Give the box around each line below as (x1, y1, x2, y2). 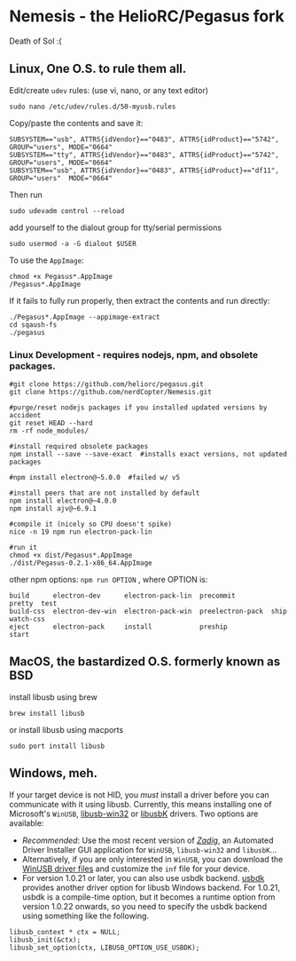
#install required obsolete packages (9, 442, 149, 451)
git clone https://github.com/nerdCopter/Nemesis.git (9, 388, 213, 397)
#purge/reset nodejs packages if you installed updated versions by (9, 403, 268, 412)
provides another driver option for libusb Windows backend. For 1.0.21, (21, 882, 281, 893)
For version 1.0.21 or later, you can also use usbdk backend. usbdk (21, 872, 265, 883)
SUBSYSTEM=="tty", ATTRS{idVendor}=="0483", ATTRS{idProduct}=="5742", (9, 150, 279, 159)
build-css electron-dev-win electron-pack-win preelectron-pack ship (9, 607, 288, 616)
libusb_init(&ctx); (9, 935, 82, 944)
